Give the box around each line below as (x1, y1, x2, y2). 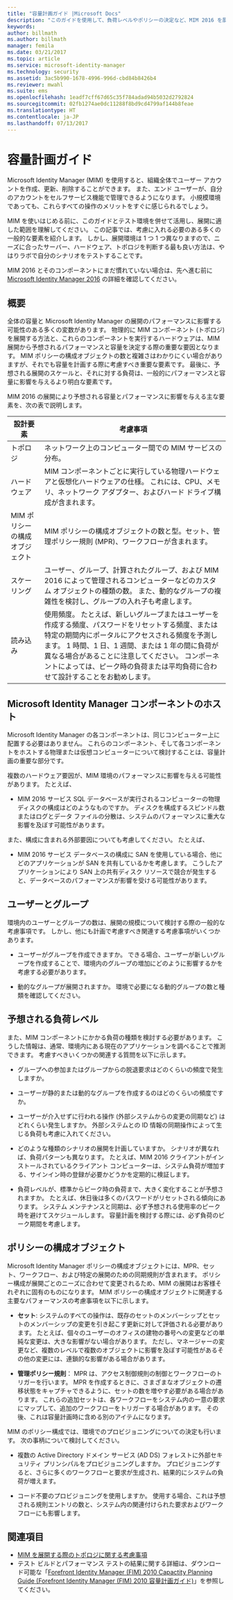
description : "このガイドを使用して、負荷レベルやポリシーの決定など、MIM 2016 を (7, 17, 223, 24)
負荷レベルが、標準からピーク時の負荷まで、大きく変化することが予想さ (17, 1184, 224, 1193)
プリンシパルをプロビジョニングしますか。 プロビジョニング (42, 1459, 215, 1467)
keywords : (7, 23, 36, 30)
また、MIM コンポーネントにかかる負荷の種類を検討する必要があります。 (7, 1033, 216, 1041)
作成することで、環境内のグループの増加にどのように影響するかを (35, 959, 223, 967)
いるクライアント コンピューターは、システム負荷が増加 (60, 1161, 220, 1170)
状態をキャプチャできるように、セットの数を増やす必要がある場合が (23, 1386, 218, 1395)
